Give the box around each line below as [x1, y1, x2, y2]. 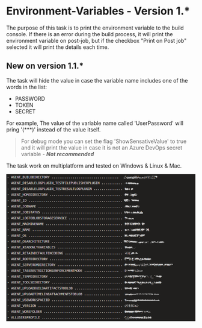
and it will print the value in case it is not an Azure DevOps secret [20, 143, 183, 151]
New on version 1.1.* [6, 61, 84, 71]
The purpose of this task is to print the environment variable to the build [6, 24, 185, 31]
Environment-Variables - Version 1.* [6, 4, 191, 18]
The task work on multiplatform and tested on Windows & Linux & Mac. [6, 162, 182, 169]
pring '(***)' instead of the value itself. [6, 125, 101, 133]
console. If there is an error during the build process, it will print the [6, 30, 173, 37]
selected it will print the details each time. [6, 43, 109, 51]
